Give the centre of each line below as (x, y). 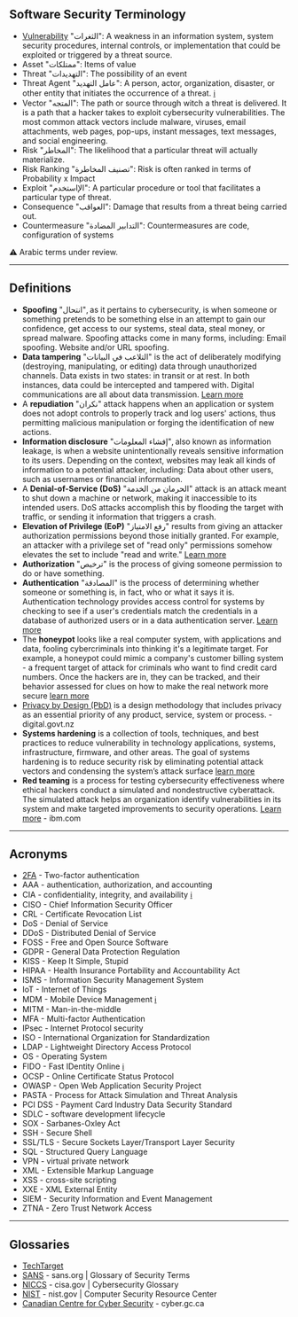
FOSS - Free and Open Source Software (95, 942)
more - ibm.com (51, 818)
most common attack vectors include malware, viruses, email (134, 121)
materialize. (43, 160)
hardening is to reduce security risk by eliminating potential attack (143, 761)
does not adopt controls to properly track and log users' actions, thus (149, 413)
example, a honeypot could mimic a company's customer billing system (153, 658)
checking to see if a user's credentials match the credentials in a (140, 611)
